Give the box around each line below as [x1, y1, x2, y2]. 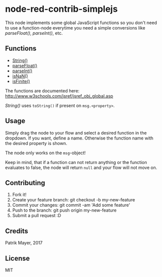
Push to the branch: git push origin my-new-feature [12, 207, 117, 213]
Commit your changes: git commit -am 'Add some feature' [12, 202, 130, 208]
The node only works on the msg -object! [5, 150, 86, 156]
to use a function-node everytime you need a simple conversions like [5, 25, 145, 30]
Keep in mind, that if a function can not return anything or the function [5, 159, 147, 165]
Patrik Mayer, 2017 [5, 240, 43, 246]
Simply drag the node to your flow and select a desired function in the [5, 130, 147, 136]
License [5, 254, 30, 262]
